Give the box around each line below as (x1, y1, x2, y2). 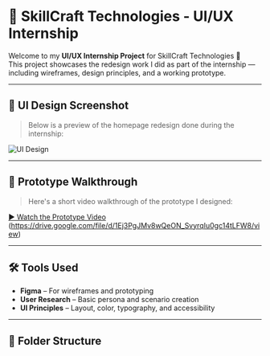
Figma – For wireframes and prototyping (19, 286, 154, 296)
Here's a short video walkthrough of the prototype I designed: (27, 196, 233, 206)
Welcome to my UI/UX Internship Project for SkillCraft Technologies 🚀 (8, 51, 241, 60)
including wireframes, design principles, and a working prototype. (8, 68, 227, 77)
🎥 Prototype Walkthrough (8, 175, 138, 189)
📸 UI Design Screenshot (8, 99, 129, 113)
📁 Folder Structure (8, 333, 102, 348)
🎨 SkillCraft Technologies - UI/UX (8, 7, 235, 26)
